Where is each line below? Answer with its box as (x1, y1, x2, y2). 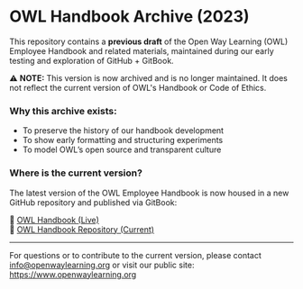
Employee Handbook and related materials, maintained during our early (9, 45, 274, 56)
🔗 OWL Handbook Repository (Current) (9, 223, 155, 235)
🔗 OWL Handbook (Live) (9, 214, 99, 225)
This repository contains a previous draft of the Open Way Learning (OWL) (9, 36, 289, 47)
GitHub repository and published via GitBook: (9, 196, 178, 208)
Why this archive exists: (9, 104, 117, 117)
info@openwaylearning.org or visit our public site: (9, 259, 195, 270)
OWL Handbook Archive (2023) (9, 6, 250, 27)
